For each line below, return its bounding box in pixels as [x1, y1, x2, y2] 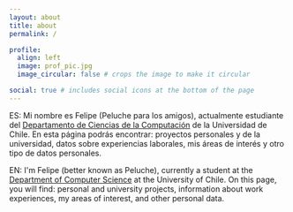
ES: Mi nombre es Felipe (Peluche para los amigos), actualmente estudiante [9, 110, 284, 120]
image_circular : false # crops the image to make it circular [17, 70, 251, 79]
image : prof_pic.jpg [17, 62, 93, 71]
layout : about [9, 12, 62, 22]
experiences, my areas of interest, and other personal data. [9, 193, 225, 203]
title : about [9, 21, 57, 30]
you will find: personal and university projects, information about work [9, 183, 264, 194]
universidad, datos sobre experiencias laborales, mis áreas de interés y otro [9, 138, 285, 148]
